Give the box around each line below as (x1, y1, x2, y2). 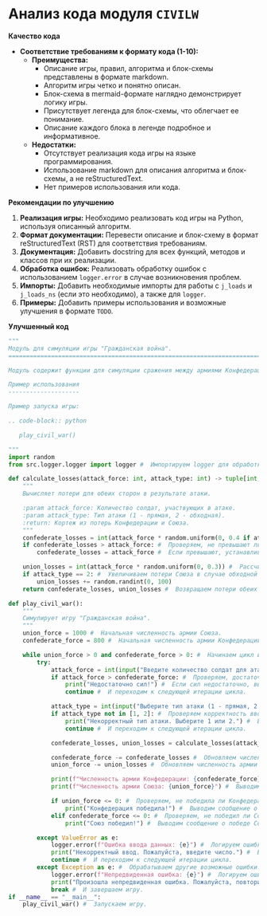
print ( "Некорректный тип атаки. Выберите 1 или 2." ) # (64, 717, 250, 725)
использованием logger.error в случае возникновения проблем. (19, 272, 242, 281)
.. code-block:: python (8, 417, 87, 425)
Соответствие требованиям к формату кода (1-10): (19, 46, 199, 56)
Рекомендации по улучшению (8, 197, 114, 207)
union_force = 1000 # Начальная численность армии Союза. (22, 629, 222, 638)
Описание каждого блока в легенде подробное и (43, 123, 211, 132)
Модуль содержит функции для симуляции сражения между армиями (8, 366, 222, 375)
